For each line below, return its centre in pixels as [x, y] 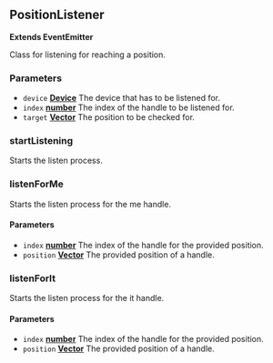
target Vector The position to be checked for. [109, 117]
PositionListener [57, 15]
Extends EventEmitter [51, 36]
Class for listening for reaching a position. [88, 55]
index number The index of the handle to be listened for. [128, 107]
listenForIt [33, 278]
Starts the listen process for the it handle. [87, 298]
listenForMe [36, 184]
